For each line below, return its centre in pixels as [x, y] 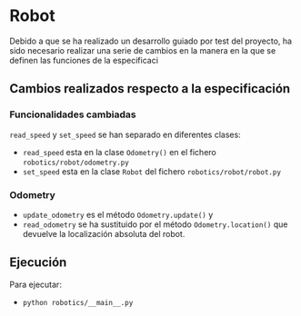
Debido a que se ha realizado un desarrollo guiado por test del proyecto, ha [151, 41]
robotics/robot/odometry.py [75, 163]
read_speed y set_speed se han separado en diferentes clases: [125, 134]
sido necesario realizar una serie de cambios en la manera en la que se [143, 50]
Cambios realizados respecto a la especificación [150, 89]
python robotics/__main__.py [78, 302]
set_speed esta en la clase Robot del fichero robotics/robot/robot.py [152, 171]
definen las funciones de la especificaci [84, 60]
